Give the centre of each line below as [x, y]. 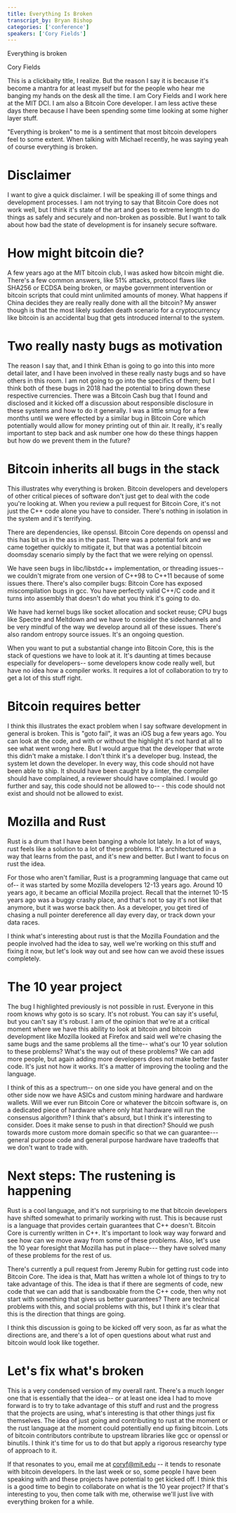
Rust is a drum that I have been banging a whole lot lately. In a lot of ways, [114, 841]
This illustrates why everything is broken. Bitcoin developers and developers [118, 488]
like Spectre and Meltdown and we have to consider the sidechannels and [114, 619]
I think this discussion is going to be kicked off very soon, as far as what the [117, 1327]
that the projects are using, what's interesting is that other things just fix [111, 1413]
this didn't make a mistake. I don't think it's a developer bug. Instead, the [112, 755]
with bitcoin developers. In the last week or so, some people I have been [112, 1471]
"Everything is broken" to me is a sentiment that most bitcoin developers [112, 132]
